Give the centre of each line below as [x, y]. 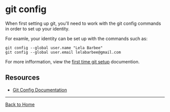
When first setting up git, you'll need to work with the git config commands [83, 23]
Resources [23, 78]
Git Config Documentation [40, 90]
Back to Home [20, 104]
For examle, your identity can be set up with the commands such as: [76, 39]
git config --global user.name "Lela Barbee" [54, 48]
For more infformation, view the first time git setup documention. [73, 61]
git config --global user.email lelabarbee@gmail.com [63, 52]
